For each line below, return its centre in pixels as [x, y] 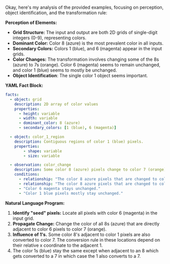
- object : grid [26, 99]
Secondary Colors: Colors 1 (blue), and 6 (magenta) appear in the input [87, 48]
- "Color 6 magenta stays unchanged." [59, 188]
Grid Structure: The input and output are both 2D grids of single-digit [85, 32]
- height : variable [39, 114]
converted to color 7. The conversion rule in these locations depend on [86, 240]
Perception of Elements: [31, 23]
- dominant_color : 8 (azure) [49, 123]
